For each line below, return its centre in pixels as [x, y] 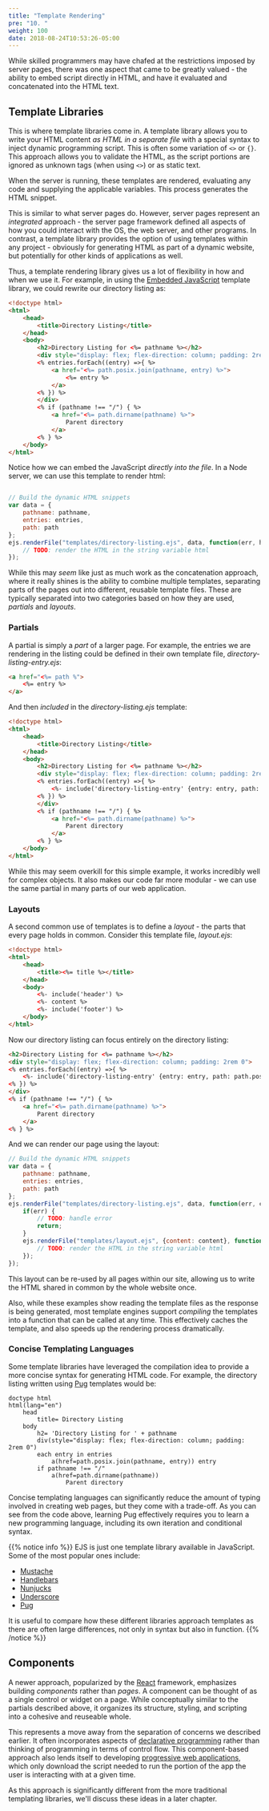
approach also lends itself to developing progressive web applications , [125, 1757]
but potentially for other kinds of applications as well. [96, 256]
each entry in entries [75, 1454]
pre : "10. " [28, 23]
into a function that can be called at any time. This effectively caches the [128, 1319]
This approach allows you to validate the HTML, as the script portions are [129, 156]
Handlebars [39, 1579]
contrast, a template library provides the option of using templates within [128, 239]
